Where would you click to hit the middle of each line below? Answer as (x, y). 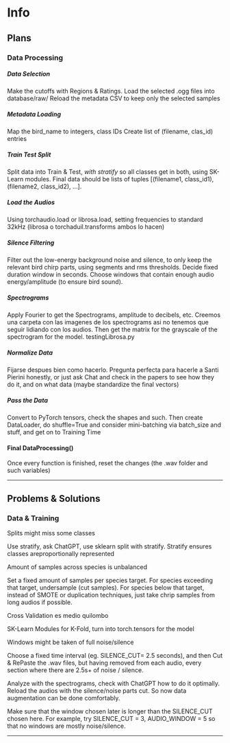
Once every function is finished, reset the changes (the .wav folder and (107, 463)
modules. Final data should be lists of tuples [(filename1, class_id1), (119, 179)
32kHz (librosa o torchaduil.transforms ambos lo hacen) (86, 227)
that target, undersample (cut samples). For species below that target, (106, 588)
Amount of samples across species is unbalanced (77, 567)
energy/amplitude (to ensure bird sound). (65, 282)
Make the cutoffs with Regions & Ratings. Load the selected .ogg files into (111, 91)
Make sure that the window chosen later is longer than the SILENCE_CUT (110, 711)
